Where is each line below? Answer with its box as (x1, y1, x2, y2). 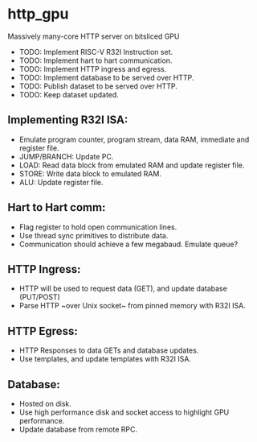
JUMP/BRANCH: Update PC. (18, 151, 114, 161)
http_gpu (7, 5, 69, 23)
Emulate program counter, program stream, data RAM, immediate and (18, 134, 250, 144)
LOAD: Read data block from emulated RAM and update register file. (18, 160, 245, 170)
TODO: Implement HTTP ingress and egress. (18, 64, 167, 73)
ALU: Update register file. (18, 177, 104, 187)
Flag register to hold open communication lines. (18, 222, 177, 232)
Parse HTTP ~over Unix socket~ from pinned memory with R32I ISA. (18, 301, 246, 311)
